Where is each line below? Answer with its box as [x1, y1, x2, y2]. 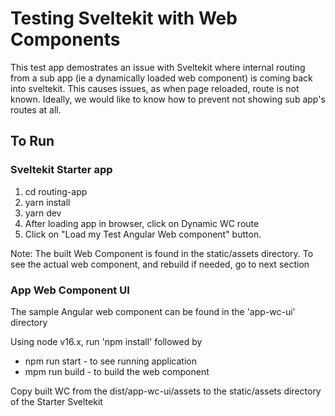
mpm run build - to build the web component [24, 365, 210, 377]
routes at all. [10, 103, 62, 116]
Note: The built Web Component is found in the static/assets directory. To [10, 247, 314, 259]
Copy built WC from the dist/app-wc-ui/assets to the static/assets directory [10, 385, 322, 397]
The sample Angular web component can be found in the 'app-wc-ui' [10, 305, 296, 317]
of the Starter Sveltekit [10, 395, 103, 407]
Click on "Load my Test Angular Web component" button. [24, 228, 262, 240]
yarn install [24, 196, 71, 208]
